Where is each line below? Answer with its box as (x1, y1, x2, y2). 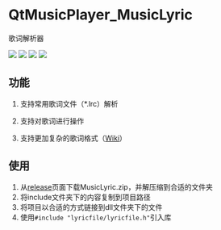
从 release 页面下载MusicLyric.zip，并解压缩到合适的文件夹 (19, 182, 214, 191)
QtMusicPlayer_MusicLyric (8, 6, 194, 24)
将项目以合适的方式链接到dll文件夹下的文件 (19, 202, 163, 211)
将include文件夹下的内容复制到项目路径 (19, 192, 151, 202)
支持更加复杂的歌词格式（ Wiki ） (19, 133, 127, 143)
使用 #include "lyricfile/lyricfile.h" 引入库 (19, 212, 172, 222)
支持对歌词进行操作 (19, 115, 85, 126)
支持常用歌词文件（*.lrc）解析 (19, 98, 119, 108)
